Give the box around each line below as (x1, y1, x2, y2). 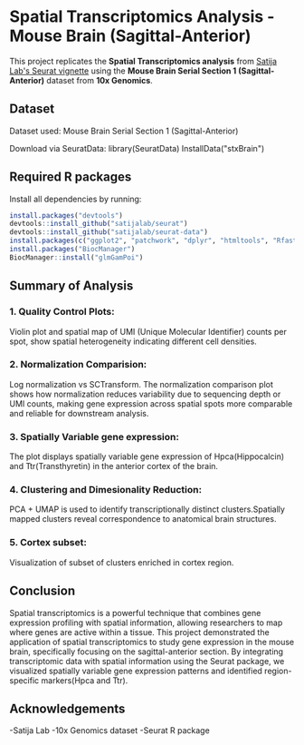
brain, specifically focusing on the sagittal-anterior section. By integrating (9, 646, 283, 657)
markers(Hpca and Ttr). (41, 674, 128, 686)
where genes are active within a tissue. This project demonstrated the (9, 626, 270, 637)
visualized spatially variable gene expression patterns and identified (9, 665, 262, 676)
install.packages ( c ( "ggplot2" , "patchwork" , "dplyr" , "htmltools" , (9, 236, 270, 246)
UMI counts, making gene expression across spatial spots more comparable (9, 397, 293, 409)
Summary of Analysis (9, 279, 134, 294)
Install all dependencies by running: (9, 193, 142, 204)
